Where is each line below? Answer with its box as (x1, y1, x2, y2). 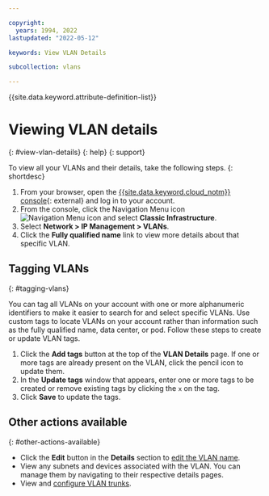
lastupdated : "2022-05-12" (8, 34, 99, 42)
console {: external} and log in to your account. (19, 195, 175, 206)
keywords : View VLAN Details (8, 48, 107, 57)
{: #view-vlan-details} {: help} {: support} (8, 147, 145, 158)
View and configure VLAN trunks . (19, 478, 132, 488)
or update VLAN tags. (8, 333, 81, 343)
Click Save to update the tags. (19, 392, 121, 401)
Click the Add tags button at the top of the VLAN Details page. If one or (19, 349, 260, 359)
